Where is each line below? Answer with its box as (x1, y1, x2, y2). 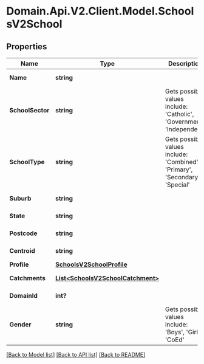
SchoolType (9, 158, 45, 166)
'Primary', (165, 165, 193, 174)
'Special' (165, 180, 190, 189)
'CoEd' (165, 335, 185, 344)
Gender (9, 320, 32, 329)
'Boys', (165, 328, 185, 336)
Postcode (9, 229, 38, 238)
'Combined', (165, 158, 200, 166)
